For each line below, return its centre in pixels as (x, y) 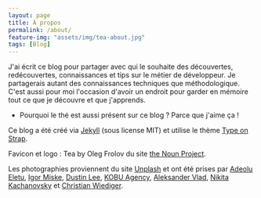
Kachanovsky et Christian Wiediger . (66, 185)
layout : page (29, 15)
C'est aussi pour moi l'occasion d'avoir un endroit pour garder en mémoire (128, 92)
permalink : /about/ (40, 30)
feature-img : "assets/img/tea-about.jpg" (77, 37)
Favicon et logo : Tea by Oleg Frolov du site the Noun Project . (107, 154)
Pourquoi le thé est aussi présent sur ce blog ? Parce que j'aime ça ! (129, 115)
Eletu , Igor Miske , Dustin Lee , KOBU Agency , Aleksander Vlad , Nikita (119, 178)
